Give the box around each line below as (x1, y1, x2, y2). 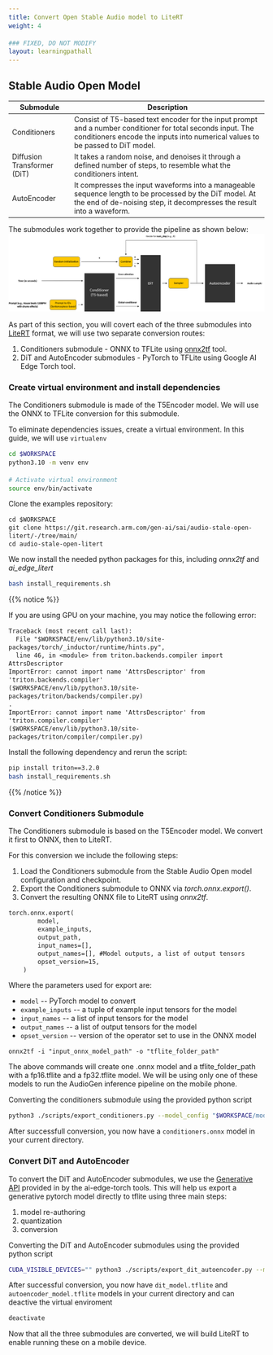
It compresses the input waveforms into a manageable (74, 180, 256, 191)
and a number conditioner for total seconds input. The (74, 123, 254, 133)
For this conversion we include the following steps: (8, 851, 179, 861)
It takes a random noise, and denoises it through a (74, 151, 241, 161)
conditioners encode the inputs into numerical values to (74, 131, 260, 142)
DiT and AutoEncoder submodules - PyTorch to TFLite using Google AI (19, 353, 258, 362)
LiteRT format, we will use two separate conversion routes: (8, 328, 206, 338)
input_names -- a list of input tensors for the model (19, 1014, 188, 1024)
